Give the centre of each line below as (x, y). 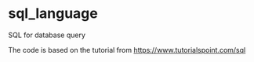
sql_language (53, 14)
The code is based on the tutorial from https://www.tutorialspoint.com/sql (127, 50)
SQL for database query (47, 35)
